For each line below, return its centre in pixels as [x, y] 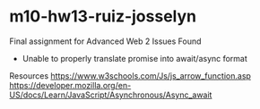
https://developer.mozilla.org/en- [70, 85]
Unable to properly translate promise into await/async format [135, 58]
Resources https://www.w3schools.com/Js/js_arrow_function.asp [130, 75]
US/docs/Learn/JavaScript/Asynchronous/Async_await [111, 95]
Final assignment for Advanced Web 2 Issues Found [105, 41]
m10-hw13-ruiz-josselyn [103, 17]
